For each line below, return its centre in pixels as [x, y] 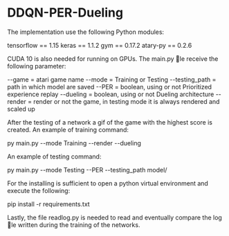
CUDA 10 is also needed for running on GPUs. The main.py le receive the [113, 58]
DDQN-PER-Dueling [65, 13]
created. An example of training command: [68, 129]
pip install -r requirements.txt [48, 204]
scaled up [21, 109]
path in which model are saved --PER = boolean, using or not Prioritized [110, 87]
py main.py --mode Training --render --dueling [74, 143]
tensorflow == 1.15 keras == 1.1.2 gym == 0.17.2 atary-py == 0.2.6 [100, 45]
